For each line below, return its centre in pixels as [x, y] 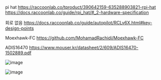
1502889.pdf [18, 53]
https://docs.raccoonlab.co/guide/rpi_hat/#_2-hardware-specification [77, 12]
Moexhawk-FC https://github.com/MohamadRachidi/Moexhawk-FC [74, 38]
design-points [19, 28]
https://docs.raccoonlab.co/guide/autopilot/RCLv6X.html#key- [88, 23]
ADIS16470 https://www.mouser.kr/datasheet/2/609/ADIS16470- [72, 47]
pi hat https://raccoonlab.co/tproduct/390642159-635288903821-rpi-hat [80, 7]
